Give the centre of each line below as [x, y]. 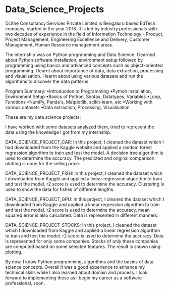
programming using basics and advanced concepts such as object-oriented [84, 65]
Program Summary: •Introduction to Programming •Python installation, [79, 91]
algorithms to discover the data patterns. [47, 81]
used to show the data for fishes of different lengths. [60, 189]
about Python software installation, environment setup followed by [74, 60]
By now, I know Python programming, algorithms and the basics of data [79, 262]
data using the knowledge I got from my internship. [58, 132]
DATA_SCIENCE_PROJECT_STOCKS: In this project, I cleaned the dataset [81, 225]
